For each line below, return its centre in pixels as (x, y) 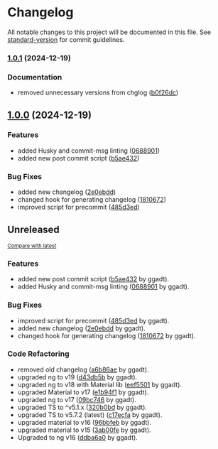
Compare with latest (32, 246)
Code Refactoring (38, 354)
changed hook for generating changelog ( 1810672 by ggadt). (107, 335)
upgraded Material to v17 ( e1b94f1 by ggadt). (83, 392)
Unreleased (34, 229)
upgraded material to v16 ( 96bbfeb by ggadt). (84, 422)
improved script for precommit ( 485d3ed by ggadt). (93, 320)
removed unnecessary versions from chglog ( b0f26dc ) (98, 92)
